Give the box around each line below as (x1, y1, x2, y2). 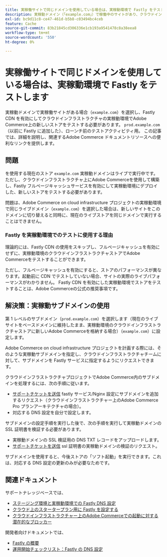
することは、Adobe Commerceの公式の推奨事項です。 (9, 285, 121, 291)
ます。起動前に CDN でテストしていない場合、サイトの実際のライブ (9, 273, 148, 279)
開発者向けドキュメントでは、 (5, 530, 66, 536)
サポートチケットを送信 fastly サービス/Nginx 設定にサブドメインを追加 (12, 391, 159, 397)
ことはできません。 (5, 218, 45, 224)
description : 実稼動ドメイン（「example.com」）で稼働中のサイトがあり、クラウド (5, 12, 155, 17)
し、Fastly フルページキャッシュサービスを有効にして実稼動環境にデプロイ (5, 182, 158, 189)
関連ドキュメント (5, 476, 58, 484)
